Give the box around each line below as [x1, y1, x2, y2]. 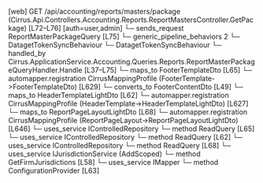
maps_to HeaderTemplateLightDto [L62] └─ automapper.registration [8, 91, 230, 99]
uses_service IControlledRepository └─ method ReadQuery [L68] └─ [8, 141, 232, 150]
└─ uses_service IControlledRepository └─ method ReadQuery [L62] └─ [8, 133, 243, 141]
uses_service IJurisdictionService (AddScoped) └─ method [8, 149, 201, 159]
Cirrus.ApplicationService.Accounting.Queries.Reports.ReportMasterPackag [8, 57, 255, 66]
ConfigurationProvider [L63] [8, 166, 100, 175]
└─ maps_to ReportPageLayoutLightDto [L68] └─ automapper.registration [8, 107, 248, 117]
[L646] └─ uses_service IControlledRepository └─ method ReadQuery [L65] [8, 124, 255, 133]
